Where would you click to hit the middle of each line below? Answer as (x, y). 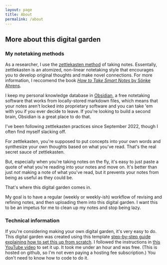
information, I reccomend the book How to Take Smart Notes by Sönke (78, 80)
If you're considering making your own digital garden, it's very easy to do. (81, 231)
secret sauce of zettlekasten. (35, 152)
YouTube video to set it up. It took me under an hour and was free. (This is (81, 247)
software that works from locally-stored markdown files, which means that (82, 101)
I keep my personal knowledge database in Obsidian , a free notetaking (78, 95)
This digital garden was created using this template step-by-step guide (78, 237)
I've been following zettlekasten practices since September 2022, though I (82, 126)
